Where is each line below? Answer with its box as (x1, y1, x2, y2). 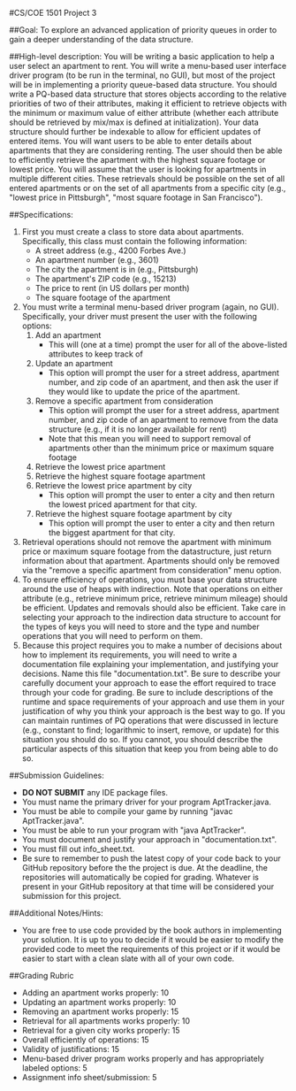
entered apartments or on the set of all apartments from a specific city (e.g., (9, 183, 286, 193)
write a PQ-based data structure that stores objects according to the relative (9, 88, 287, 99)
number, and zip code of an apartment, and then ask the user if (48, 377, 279, 388)
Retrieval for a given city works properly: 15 (21, 1026, 180, 1035)
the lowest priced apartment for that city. (48, 499, 198, 510)
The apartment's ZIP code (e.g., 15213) (34, 273, 177, 284)
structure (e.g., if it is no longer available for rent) (48, 424, 227, 434)
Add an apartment (34, 330, 102, 340)
